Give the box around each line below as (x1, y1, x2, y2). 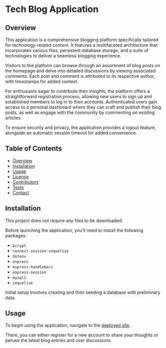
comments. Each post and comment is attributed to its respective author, (5, 73, 155, 79)
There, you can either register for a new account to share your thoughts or (5, 332, 158, 338)
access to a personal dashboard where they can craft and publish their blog (5, 104, 161, 110)
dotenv (12, 254, 26, 259)
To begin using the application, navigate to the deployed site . (5, 322, 131, 328)
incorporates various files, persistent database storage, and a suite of (5, 48, 148, 53)
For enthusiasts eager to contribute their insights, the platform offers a (5, 88, 150, 94)
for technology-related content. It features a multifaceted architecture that (5, 42, 157, 48)
